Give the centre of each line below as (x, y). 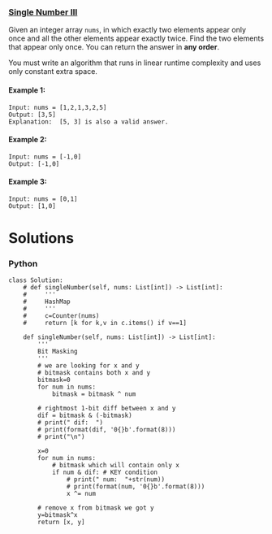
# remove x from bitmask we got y (96, 508)
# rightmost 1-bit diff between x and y (107, 409)
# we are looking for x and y (89, 366)
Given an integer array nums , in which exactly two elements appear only (127, 30)
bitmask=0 (54, 380)
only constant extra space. (53, 72)
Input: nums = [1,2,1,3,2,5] (58, 107)
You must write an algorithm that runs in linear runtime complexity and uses (135, 63)
